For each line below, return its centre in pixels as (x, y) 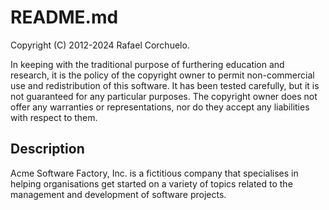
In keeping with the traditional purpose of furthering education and (147, 64)
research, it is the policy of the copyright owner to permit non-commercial (162, 75)
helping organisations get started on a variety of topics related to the (151, 183)
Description (47, 149)
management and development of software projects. (118, 194)
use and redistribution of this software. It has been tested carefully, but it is (165, 85)
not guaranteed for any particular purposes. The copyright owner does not (164, 96)
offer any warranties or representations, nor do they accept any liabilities (160, 107)
